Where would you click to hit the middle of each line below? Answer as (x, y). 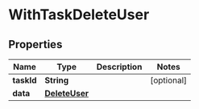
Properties (35, 44)
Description (119, 67)
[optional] (169, 80)
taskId (25, 80)
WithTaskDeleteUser (79, 15)
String (57, 80)
